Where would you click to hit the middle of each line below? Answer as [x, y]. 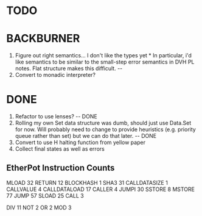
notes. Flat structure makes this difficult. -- [69, 68]
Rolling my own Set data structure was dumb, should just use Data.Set [103, 123]
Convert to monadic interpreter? [55, 75]
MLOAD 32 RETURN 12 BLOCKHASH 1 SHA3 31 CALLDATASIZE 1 [87, 182]
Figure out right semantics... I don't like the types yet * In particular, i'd [103, 56]
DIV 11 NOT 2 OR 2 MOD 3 [39, 207]
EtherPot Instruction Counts [61, 168]
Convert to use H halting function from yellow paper [80, 142]
